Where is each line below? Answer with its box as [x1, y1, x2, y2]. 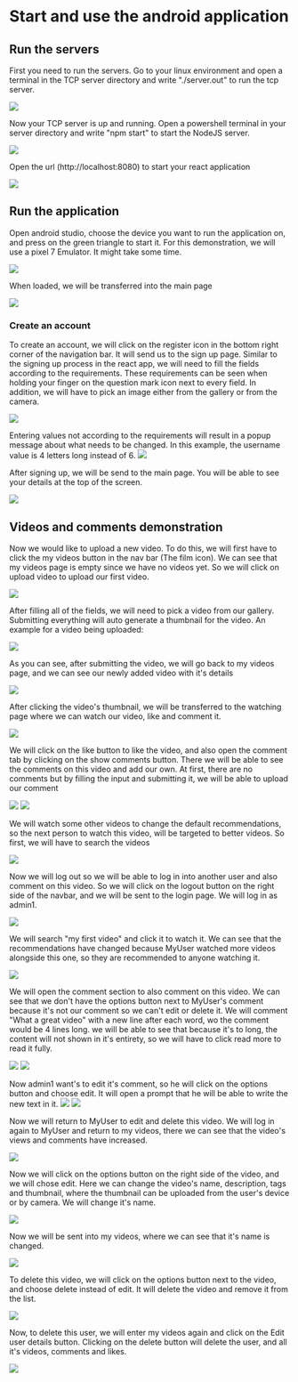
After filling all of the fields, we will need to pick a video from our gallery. [9, 605, 275, 616]
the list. [9, 1293, 36, 1304]
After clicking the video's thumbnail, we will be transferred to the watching [9, 701, 282, 712]
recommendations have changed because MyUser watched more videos [9, 942, 276, 953]
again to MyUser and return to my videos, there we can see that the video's [9, 1125, 286, 1136]
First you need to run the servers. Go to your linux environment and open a [9, 65, 283, 76]
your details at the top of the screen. [9, 477, 143, 488]
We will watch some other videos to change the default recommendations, [9, 818, 282, 828]
